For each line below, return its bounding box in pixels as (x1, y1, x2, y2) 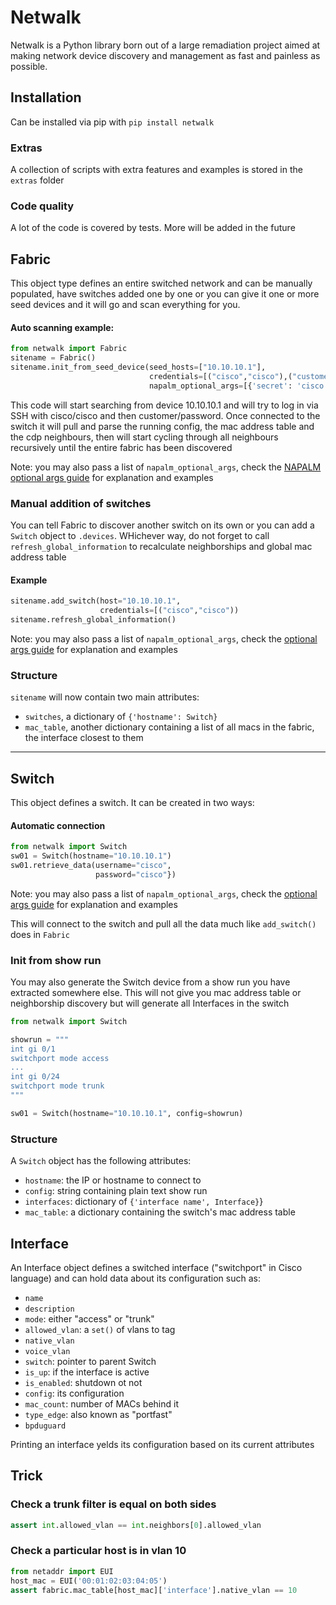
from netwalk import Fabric (10, 344, 128, 354)
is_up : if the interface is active (24, 1366, 150, 1378)
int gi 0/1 (10, 1044, 56, 1054)
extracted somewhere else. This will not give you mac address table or (10, 986, 302, 998)
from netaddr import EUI (10, 1566, 114, 1576)
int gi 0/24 (10, 1072, 60, 1082)
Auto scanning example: (10, 321, 115, 333)
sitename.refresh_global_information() (10, 614, 177, 625)
